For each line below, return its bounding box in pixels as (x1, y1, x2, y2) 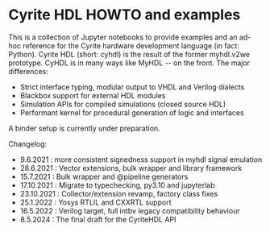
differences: (8, 66, 48, 76)
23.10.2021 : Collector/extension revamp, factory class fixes (19, 188, 218, 198)
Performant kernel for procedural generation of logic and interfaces (19, 107, 244, 118)
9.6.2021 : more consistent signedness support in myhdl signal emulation (19, 155, 263, 164)
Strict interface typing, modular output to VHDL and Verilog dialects (19, 82, 245, 92)
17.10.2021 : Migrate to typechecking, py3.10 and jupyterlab (19, 180, 215, 190)
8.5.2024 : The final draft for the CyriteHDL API (19, 214, 177, 224)
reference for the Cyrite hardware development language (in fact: (23, 40, 240, 50)
